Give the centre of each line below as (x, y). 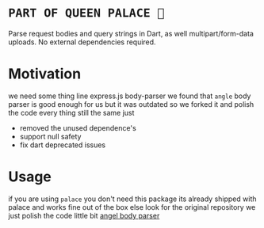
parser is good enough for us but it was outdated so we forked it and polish (131, 104)
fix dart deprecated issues (63, 145)
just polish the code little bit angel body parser (84, 215)
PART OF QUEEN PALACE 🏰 (86, 13)
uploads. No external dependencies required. (82, 42)
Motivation (45, 74)
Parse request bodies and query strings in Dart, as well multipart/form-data (131, 33)
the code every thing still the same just (71, 112)
